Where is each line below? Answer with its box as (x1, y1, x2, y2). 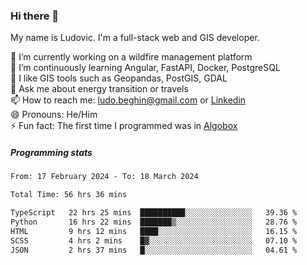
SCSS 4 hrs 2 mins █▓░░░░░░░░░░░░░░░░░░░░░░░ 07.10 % (10, 235, 298, 246)
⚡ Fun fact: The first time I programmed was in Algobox (10, 120, 238, 132)
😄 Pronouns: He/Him (10, 109, 98, 121)
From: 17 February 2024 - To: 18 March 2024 (10, 172, 199, 182)
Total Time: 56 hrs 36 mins (10, 190, 128, 200)
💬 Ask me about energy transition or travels (10, 83, 189, 95)
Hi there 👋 (10, 9, 60, 23)
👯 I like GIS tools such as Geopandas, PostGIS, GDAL (10, 72, 228, 84)
